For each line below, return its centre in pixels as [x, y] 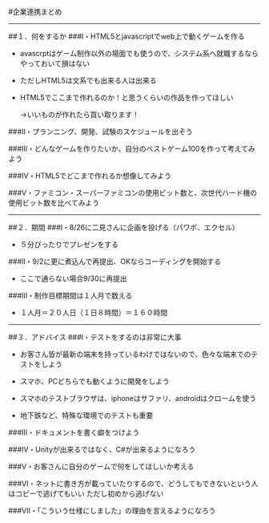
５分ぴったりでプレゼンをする [69, 244]
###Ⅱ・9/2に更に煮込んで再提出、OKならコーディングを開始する [115, 261]
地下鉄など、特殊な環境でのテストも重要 [86, 415]
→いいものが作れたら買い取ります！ [80, 114]
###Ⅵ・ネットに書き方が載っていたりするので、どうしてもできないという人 [133, 483]
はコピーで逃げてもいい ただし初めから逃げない [86, 493]
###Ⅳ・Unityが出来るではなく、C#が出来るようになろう [102, 449]
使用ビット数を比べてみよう [54, 203]
